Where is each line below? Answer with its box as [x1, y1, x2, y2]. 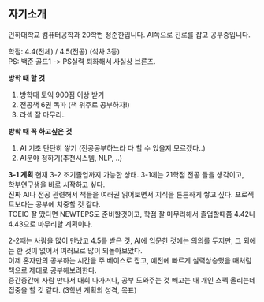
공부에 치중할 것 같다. [35, 199, 101, 209]
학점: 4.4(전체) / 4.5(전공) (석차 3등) [8, 47, 121, 56]
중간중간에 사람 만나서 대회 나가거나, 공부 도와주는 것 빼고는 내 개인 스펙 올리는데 [8, 275, 256, 285]
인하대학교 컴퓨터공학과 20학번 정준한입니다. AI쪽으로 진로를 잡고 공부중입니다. [8, 30, 251, 39]
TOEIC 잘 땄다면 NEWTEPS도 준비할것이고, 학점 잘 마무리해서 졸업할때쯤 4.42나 [8, 209, 256, 218]
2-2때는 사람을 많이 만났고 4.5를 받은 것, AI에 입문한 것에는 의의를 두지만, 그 [8, 236, 242, 245]
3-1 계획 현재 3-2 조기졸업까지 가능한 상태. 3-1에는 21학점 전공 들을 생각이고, [8, 170, 244, 179]
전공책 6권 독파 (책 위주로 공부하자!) [19, 99, 130, 109]
